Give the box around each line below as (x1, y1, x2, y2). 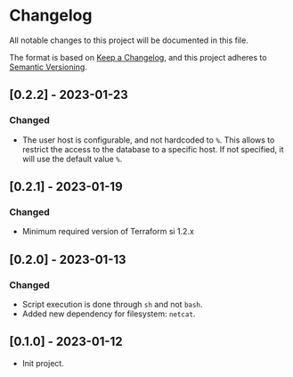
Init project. (21, 357, 64, 368)
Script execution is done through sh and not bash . (21, 299, 203, 309)
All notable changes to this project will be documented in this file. (9, 35, 249, 45)
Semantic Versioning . (9, 61, 87, 72)
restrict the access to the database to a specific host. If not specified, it (21, 143, 284, 154)
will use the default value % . (21, 153, 123, 164)
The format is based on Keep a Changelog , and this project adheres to (9, 52, 267, 62)
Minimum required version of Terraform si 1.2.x (21, 226, 194, 237)
